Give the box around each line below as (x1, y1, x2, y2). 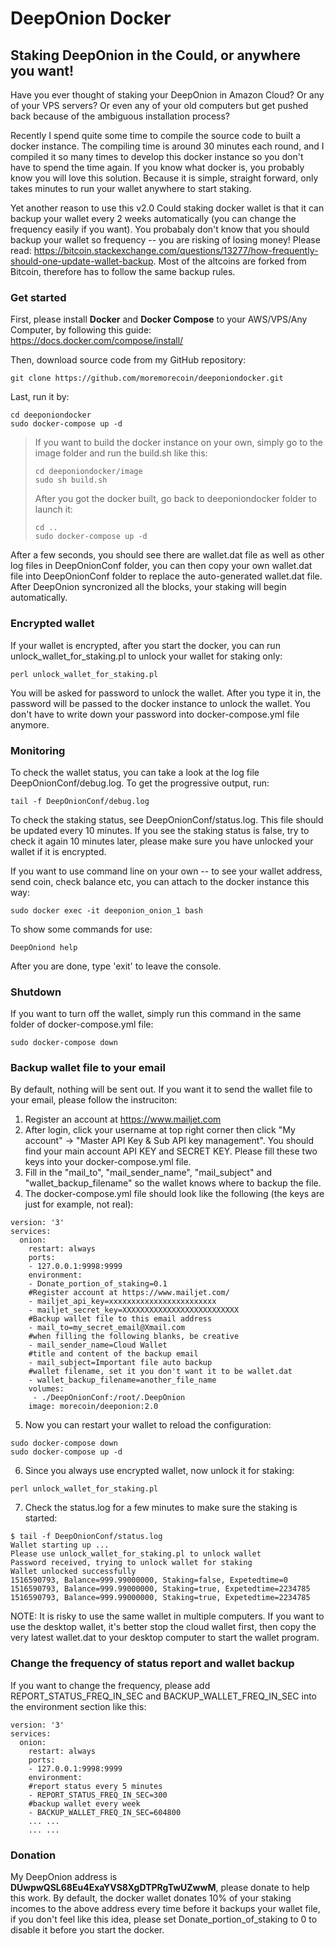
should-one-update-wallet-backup (10, 255, 154, 267)
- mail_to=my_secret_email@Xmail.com (28, 1323, 186, 1333)
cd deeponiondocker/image (34, 467, 143, 477)
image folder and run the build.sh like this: (34, 447, 208, 459)
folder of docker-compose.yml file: (10, 1018, 154, 1031)
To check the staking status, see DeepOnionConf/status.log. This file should (10, 813, 324, 826)
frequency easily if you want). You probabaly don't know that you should (10, 223, 310, 235)
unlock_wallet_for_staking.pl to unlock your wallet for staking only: (10, 650, 283, 662)
